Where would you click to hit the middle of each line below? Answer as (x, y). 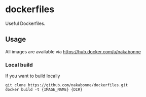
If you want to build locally (33, 76)
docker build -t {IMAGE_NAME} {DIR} (44, 90)
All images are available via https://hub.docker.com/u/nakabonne (73, 51)
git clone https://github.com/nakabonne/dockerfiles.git (67, 85)
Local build (19, 64)
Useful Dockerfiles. (25, 23)
